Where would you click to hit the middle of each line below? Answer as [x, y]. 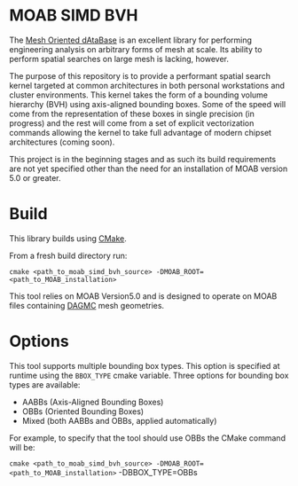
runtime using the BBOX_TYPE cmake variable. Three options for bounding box [149, 375]
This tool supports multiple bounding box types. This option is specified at [145, 365]
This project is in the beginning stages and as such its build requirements [143, 159]
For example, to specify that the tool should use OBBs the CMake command [148, 438]
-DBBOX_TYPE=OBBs [158, 472]
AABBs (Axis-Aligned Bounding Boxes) [93, 402]
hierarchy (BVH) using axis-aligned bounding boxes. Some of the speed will [148, 104]
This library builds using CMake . [68, 238]
